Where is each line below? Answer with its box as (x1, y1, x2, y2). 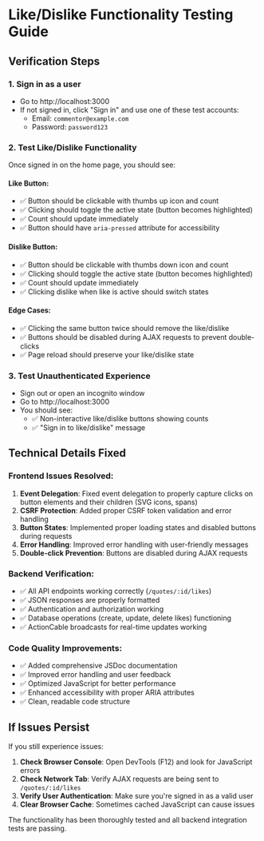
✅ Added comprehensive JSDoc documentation (19, 661, 178, 671)
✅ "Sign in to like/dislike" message (31, 423, 146, 432)
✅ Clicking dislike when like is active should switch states (19, 286, 209, 297)
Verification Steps (8, 54, 100, 68)
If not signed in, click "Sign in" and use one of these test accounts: (19, 105, 239, 114)
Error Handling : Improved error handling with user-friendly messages (19, 540, 249, 549)
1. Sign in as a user (8, 78, 81, 90)
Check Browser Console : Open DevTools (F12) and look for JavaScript (19, 757, 253, 767)
